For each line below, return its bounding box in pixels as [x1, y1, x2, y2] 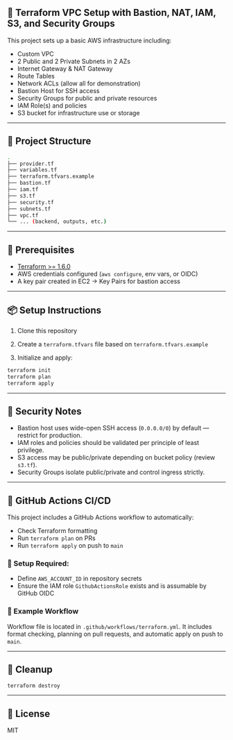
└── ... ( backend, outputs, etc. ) [7, 218, 107, 226]
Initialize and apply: [17, 353, 73, 362]
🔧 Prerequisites [7, 244, 75, 255]
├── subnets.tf [7, 205, 51, 212]
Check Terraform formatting [17, 527, 98, 535]
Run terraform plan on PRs [17, 534, 96, 542]
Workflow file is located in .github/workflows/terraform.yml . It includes [7, 622, 212, 630]
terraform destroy [7, 682, 60, 689]
